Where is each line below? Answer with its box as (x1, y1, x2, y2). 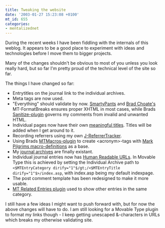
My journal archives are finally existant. (12, 149, 93, 155)
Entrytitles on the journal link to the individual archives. (12, 90, 125, 96)
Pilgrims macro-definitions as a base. (12, 143, 89, 149)
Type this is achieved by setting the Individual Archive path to (12, 159, 139, 165)
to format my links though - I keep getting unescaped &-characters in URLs (5, 211, 160, 218)
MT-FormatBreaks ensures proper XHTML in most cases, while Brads (12, 106, 156, 112)
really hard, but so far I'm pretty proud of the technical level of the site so (5, 66, 156, 72)
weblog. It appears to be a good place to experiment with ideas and (5, 45, 144, 51)
